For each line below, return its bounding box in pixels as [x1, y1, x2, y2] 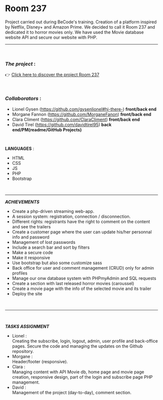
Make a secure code [12, 249, 53, 255]
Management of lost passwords [12, 239, 76, 245]
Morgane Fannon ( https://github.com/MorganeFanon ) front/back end [12, 111, 151, 117]
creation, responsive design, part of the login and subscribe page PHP [12, 374, 153, 380]
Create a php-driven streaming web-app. [12, 208, 95, 214]
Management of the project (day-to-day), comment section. [12, 389, 132, 395]
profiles [12, 270, 28, 276]
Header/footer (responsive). [12, 358, 68, 364]
